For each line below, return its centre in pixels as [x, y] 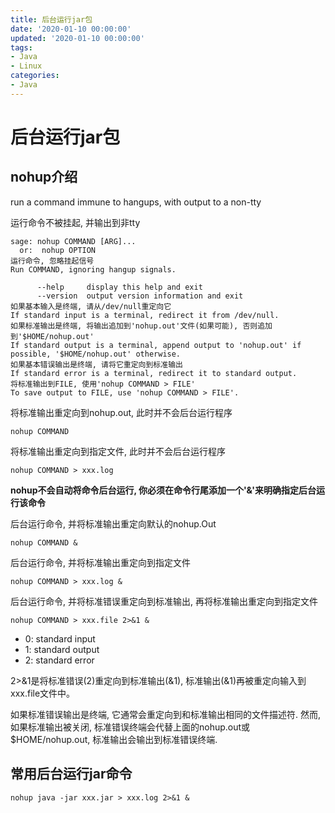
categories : [35, 76]
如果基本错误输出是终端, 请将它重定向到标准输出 [96, 364]
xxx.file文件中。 [43, 693]
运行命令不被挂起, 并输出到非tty [75, 222]
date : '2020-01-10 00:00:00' [71, 29]
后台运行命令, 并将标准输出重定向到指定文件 [100, 562]
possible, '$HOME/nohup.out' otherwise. [96, 354]
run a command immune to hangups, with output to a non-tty [136, 202]
